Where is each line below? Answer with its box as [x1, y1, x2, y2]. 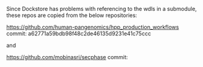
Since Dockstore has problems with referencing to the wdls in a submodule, [6, 5, 197, 12]
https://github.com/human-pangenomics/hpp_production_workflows [6, 24, 179, 30]
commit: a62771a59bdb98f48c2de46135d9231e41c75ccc [6, 30, 152, 37]
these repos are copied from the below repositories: [6, 12, 138, 19]
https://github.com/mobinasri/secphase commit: [6, 54, 128, 60]
